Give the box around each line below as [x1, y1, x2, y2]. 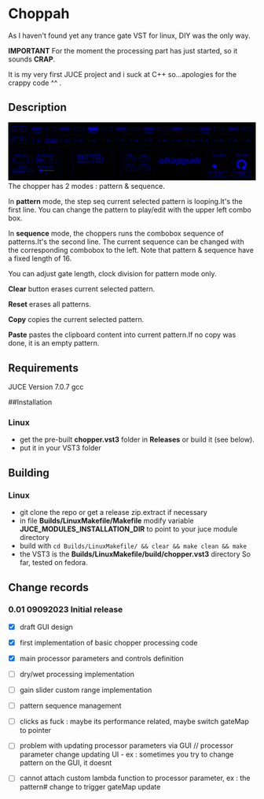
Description [8, 101, 67, 114]
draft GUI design [19, 622, 73, 631]
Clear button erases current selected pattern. [8, 284, 156, 294]
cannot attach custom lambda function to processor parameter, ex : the [19, 773, 251, 783]
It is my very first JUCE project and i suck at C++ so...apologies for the [8, 69, 237, 79]
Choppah [8, 5, 70, 23]
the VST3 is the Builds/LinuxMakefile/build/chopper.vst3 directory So [19, 549, 251, 559]
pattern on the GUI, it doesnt [19, 758, 112, 768]
